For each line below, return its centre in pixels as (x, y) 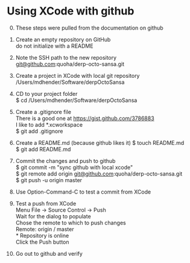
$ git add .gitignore (39, 131)
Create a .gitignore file (43, 112)
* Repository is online (42, 235)
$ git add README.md (43, 149)
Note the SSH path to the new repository (66, 57)
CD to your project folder (46, 93)
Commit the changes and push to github (65, 160)
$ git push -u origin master (49, 180)
